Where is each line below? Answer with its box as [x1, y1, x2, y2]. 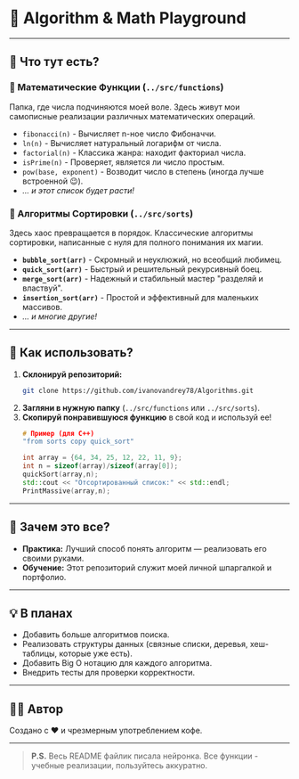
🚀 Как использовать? [9, 345, 133, 360]
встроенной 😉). [21, 176, 84, 186]
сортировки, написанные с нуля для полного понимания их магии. [9, 236, 264, 248]
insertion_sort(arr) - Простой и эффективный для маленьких [21, 291, 260, 302]
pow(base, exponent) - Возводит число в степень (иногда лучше [21, 166, 264, 176]
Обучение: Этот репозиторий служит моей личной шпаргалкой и [21, 562, 272, 573]
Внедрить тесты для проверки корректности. [21, 668, 196, 678]
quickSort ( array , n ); [21, 470, 99, 480]
